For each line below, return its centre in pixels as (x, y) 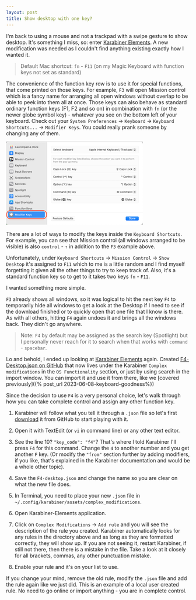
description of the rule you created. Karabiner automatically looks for (97, 530)
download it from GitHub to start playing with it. (71, 419)
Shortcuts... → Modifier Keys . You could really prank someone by (87, 127)
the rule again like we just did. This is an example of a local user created (92, 584)
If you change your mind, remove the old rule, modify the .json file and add (97, 578)
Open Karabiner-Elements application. (60, 513)
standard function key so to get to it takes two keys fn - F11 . (78, 276)
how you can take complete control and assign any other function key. (90, 402)
